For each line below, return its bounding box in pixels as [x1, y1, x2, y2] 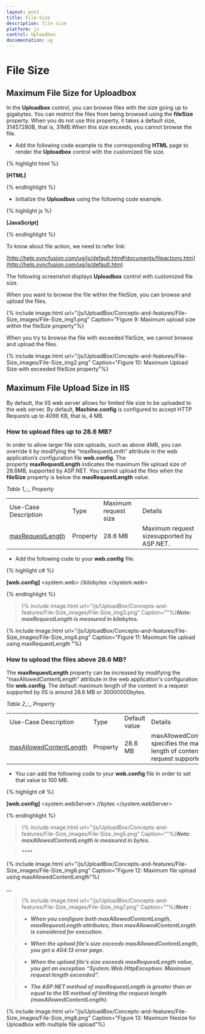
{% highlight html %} [6, 160, 59, 167]
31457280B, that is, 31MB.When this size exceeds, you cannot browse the [6, 123, 192, 130]
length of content [151, 747, 201, 755]
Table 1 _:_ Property [6, 485, 54, 493]
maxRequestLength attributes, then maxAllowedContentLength [30, 922, 196, 929]
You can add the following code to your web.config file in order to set [15, 770, 191, 777]
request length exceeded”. [30, 971, 99, 979]
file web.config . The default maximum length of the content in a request [6, 682, 189, 690]
